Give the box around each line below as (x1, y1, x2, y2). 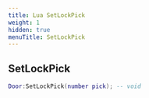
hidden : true (8, 26, 51, 33)
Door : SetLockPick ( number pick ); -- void (8, 82, 142, 90)
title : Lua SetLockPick (8, 11, 86, 19)
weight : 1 (8, 19, 41, 26)
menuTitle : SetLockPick (8, 33, 86, 41)
